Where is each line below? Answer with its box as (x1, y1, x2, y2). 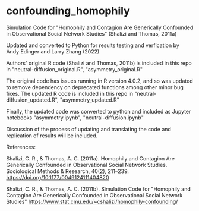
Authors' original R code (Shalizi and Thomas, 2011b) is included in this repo (6, 59, 192, 67)
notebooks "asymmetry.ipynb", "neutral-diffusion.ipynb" (6, 114, 144, 121)
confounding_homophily (6, 4, 131, 18)
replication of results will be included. (6, 132, 98, 139)
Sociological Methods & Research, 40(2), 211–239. (6, 168, 129, 175)
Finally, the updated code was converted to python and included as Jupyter (6, 108, 191, 115)
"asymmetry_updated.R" (59, 96, 120, 103)
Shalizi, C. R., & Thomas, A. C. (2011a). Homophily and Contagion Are (6, 155, 175, 162)
